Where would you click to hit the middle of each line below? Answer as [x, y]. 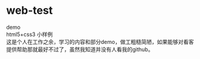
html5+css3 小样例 [29, 34]
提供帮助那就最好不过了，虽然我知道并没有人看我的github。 [80, 49]
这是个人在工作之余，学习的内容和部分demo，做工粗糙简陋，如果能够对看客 [100, 42]
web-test [29, 11]
